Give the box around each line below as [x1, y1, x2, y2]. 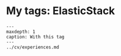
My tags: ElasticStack [6, 4, 115, 18]
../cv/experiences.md [6, 44, 60, 50]
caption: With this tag [6, 34, 65, 39]
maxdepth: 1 [6, 28, 35, 35]
